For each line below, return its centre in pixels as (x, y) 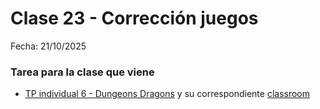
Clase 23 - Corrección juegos (134, 18)
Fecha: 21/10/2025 (48, 46)
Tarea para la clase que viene (82, 72)
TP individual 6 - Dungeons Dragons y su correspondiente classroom (167, 94)
